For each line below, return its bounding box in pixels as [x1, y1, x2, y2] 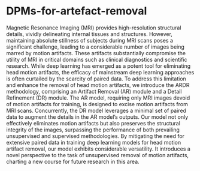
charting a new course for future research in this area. [6, 158, 140, 165]
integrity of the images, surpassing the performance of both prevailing [6, 126, 180, 133]
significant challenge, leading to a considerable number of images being [6, 43, 184, 50]
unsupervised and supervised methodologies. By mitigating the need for [6, 132, 184, 139]
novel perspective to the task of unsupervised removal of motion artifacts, [6, 151, 189, 158]
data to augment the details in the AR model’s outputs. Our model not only [6, 113, 189, 121]
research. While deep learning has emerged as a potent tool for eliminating [6, 62, 191, 70]
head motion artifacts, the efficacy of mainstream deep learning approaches [6, 68, 195, 76]
